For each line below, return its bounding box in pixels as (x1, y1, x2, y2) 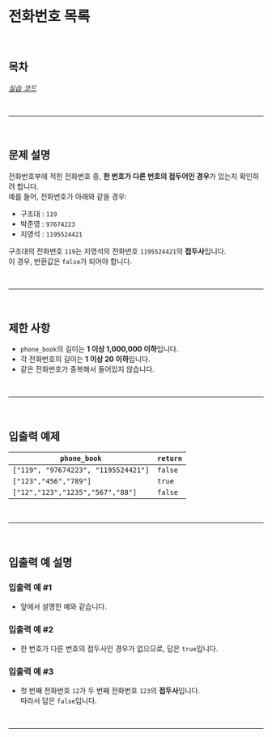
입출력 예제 (8, 429, 61, 443)
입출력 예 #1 (8, 582, 53, 593)
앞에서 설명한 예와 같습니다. (19, 601, 108, 611)
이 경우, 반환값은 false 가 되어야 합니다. (8, 256, 132, 266)
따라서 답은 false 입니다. (19, 696, 97, 705)
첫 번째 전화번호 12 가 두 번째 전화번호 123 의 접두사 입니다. (19, 686, 201, 696)
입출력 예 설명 (8, 556, 73, 569)
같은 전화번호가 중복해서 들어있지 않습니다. (19, 364, 155, 374)
